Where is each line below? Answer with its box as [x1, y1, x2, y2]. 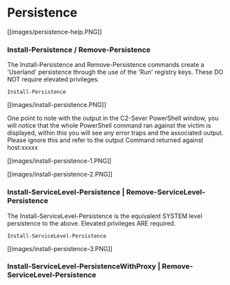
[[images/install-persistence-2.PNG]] [7, 170, 113, 179]
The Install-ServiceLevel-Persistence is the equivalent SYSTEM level [7, 212, 202, 220]
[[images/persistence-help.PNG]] [7, 28, 102, 36]
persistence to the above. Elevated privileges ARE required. [7, 219, 176, 227]
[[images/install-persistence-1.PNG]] [7, 157, 112, 165]
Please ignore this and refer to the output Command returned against [7, 136, 204, 144]
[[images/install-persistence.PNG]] [7, 101, 107, 109]
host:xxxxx [7, 144, 38, 152]
